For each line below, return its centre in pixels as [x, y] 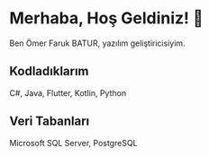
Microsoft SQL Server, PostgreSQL [73, 143]
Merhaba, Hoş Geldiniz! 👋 [107, 18]
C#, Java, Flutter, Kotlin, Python [68, 92]
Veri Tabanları [50, 122]
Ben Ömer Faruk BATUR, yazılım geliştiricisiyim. [98, 43]
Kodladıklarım [49, 71]
